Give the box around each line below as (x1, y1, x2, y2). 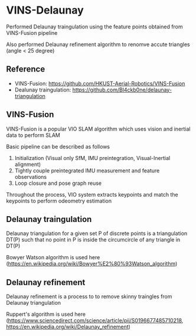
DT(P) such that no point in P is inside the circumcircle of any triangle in (6, 236, 181, 243)
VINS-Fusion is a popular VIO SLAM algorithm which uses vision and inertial (6, 125, 191, 132)
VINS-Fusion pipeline (6, 29, 58, 36)
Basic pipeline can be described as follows (6, 143, 110, 150)
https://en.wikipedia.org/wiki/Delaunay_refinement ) (6, 323, 131, 331)
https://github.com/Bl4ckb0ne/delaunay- (72, 86, 172, 93)
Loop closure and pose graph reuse (14, 180, 102, 187)
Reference (6, 64, 45, 74)
